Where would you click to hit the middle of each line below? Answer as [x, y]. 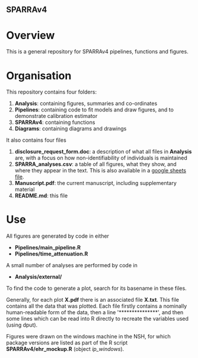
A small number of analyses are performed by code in [72, 266]
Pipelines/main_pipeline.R [48, 248]
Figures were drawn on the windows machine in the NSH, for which [88, 337]
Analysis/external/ [38, 277]
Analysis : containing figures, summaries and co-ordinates [86, 104]
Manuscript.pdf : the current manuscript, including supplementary [95, 183]
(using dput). [22, 325]
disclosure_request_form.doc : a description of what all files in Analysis [103, 152]
